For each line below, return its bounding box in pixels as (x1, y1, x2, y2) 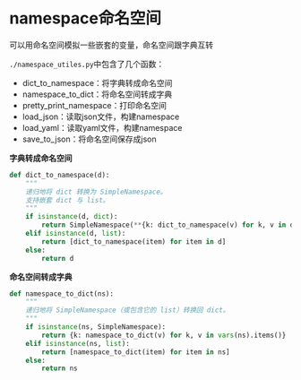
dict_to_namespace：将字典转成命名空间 (21, 77, 173, 88)
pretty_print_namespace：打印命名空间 (21, 99, 168, 110)
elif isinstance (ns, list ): (25, 339, 130, 348)
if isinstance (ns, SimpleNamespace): (25, 323, 167, 332)
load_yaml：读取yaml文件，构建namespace (21, 122, 183, 133)
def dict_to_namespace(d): (9, 170, 110, 179)
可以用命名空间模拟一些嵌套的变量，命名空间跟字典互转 (9, 39, 213, 50)
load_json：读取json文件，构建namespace (21, 111, 180, 122)
